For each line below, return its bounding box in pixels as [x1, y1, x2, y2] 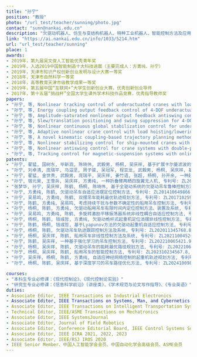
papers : [6, 96, 25, 102]
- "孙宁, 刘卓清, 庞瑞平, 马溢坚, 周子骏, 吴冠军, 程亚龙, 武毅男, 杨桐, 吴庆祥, [6, 167, 186, 174]
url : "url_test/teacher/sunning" [6, 42, 88, 48]
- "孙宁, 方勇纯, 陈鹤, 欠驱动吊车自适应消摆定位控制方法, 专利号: [6, 189, 151, 195]
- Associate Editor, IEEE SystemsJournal [6, 315, 109, 321]
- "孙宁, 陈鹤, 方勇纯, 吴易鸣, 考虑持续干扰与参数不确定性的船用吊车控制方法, [6, 200, 178, 206]
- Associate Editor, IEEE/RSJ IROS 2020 [6, 336, 107, 342]
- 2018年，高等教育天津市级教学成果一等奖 [6, 80, 97, 86]
